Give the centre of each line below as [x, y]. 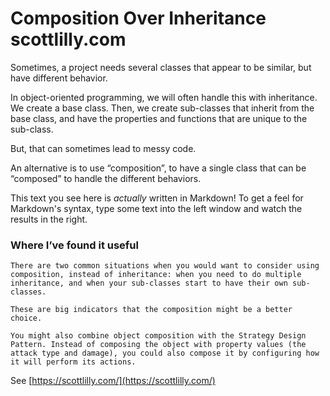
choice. [26, 318]
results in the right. [49, 219]
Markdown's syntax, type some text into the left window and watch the [156, 208]
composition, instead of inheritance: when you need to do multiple [156, 275]
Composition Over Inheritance [138, 18]
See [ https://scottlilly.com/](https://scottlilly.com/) [113, 381]
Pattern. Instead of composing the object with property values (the [158, 345]
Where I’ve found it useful [74, 245]
